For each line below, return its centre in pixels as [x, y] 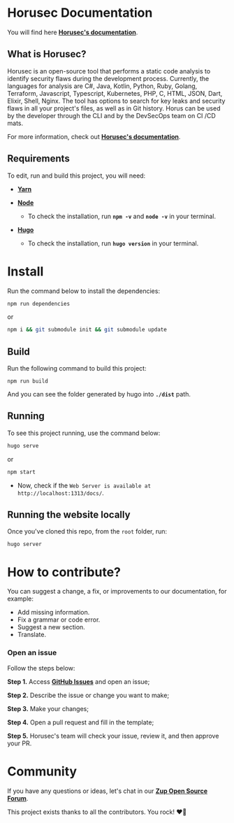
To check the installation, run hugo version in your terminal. [113, 243]
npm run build [28, 381]
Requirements [38, 159]
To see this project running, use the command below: [84, 433]
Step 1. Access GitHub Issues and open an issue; [79, 681]
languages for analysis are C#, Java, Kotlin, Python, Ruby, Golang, [102, 86]
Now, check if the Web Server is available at [84, 485]
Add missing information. [53, 613]
